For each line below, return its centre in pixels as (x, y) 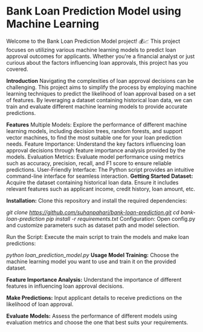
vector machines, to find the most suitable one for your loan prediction (94, 137)
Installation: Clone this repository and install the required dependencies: (97, 200)
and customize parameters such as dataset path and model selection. (93, 225)
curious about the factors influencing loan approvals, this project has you (97, 62)
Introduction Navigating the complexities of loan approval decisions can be (100, 80)
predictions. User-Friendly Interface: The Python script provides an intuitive (100, 169)
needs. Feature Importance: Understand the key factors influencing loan (96, 144)
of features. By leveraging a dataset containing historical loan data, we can (99, 100)
